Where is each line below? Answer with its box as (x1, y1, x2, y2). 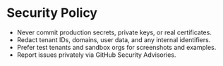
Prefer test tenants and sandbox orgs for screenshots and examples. (16, 43, 217, 51)
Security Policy (6, 5, 98, 21)
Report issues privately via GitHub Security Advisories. (16, 51, 176, 59)
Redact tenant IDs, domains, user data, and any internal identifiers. (16, 35, 211, 44)
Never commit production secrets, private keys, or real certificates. (16, 28, 212, 37)
